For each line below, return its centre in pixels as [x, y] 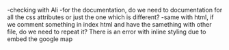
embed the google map [40, 39]
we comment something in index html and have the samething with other [109, 24]
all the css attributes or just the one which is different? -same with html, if [110, 17]
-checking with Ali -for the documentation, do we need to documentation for [115, 10]
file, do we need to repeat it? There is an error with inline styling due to [107, 32]
